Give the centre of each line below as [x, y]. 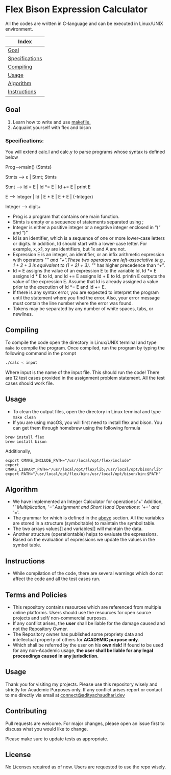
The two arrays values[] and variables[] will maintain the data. [78, 529]
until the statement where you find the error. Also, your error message [86, 298]
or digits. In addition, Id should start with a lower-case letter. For [80, 244]
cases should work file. [30, 383]
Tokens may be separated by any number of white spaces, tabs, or [83, 309]
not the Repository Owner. [40, 629]
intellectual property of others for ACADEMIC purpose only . [76, 639]
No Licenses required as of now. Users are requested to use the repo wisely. [86, 767]
